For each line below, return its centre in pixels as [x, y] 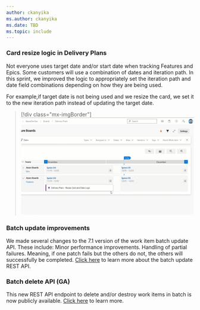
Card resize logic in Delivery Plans [57, 53]
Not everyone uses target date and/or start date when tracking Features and [100, 66]
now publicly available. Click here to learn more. [65, 301]
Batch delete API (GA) [38, 281]
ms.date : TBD [22, 25]
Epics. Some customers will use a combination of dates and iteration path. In [100, 72]
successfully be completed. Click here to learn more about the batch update [100, 259]
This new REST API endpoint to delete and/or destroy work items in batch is [99, 295]
